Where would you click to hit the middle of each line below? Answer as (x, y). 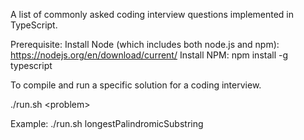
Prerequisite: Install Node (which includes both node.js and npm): (145, 44)
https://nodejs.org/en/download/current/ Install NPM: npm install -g (149, 55)
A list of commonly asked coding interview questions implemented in (152, 14)
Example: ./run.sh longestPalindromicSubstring (107, 123)
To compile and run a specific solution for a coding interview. (136, 85)
